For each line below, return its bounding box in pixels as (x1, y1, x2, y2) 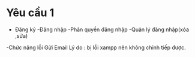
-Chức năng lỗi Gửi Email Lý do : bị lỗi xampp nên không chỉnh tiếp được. (6, 44, 186, 51)
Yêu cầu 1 (6, 6, 55, 20)
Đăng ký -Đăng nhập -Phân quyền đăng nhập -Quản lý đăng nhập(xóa (14, 26, 190, 33)
